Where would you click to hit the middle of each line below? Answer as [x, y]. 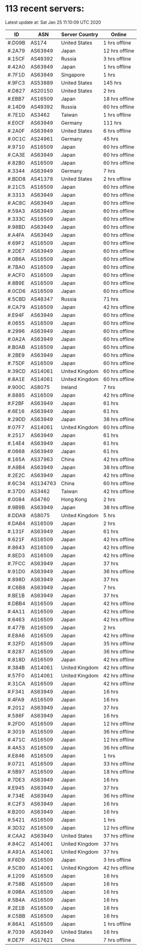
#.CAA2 [17, 836]
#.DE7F [16, 940]
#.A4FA [16, 235]
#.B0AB [16, 347]
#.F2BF [16, 403]
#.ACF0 [16, 275]
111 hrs [112, 123]
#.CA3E [16, 155]
